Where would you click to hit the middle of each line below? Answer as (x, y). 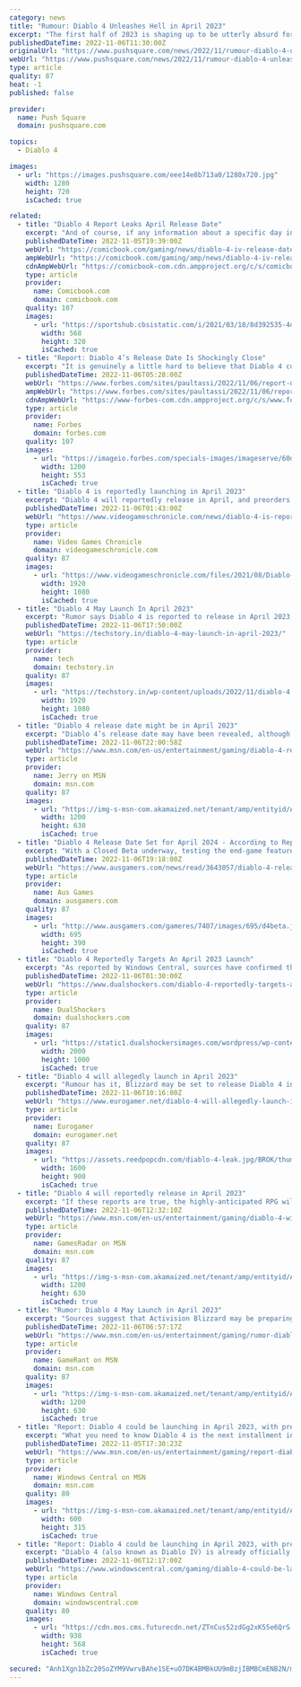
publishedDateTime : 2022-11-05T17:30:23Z (103, 1444)
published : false (42, 93)
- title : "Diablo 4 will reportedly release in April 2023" (132, 1193)
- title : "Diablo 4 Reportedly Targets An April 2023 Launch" (136, 959)
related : (26, 216)
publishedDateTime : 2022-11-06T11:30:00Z (88, 43)
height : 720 (47, 191)
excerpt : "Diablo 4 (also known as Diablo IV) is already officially (158, 1552)
